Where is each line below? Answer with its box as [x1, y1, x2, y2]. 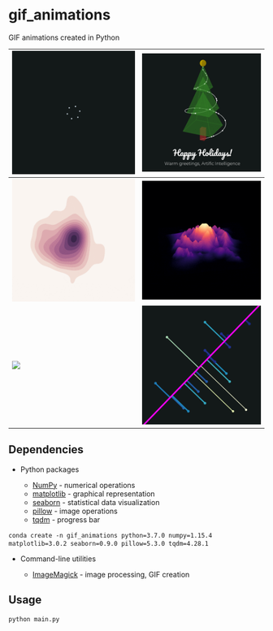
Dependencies [8, 443, 84, 456]
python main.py [8, 616, 60, 624]
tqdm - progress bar [32, 514, 101, 525]
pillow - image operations [32, 506, 118, 516]
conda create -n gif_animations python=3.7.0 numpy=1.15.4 [8, 531, 213, 539]
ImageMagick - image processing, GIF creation [32, 569, 190, 579]
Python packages [19, 465, 80, 474]
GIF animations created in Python [8, 32, 120, 42]
